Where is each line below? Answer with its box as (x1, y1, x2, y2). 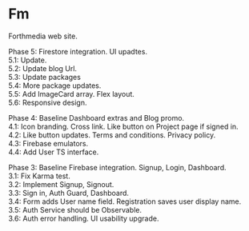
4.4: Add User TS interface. (8, 147, 99, 157)
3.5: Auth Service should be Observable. (8, 205, 143, 214)
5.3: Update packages (8, 72, 82, 82)
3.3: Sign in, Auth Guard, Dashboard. (8, 188, 130, 197)
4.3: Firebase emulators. (8, 138, 89, 148)
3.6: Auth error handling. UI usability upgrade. (8, 213, 159, 223)
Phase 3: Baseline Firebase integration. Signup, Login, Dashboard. (8, 162, 227, 172)
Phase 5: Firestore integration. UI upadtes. (8, 46, 148, 56)
